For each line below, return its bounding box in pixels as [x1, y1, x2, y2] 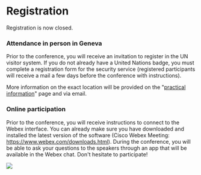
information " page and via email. [6, 90, 87, 97]
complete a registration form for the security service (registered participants [6, 66, 196, 73]
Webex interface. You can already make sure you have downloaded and [6, 125, 185, 132]
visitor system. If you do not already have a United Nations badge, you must [6, 59, 194, 67]
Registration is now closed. [6, 24, 73, 31]
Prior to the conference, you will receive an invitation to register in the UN [6, 53, 188, 60]
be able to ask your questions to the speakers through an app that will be [6, 144, 187, 152]
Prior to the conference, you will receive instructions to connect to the [6, 118, 179, 126]
